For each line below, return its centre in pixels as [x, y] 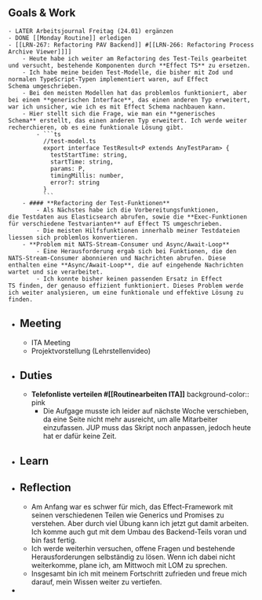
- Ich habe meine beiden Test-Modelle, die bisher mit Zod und [128, 72]
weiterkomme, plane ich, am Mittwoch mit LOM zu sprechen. [129, 565]
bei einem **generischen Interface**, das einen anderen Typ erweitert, [129, 100]
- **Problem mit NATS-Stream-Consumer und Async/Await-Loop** [126, 244]
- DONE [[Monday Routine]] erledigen [70, 38]
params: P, [68, 168]
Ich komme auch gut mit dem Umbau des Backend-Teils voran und [139, 532]
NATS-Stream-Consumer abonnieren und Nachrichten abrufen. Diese [117, 258]
